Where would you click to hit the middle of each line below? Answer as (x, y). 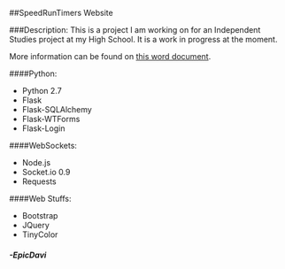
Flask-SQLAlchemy (57, 109)
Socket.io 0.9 (46, 172)
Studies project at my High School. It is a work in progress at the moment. (143, 39)
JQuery (36, 225)
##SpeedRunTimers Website (61, 13)
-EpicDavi (28, 255)
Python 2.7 (42, 91)
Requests (39, 181)
